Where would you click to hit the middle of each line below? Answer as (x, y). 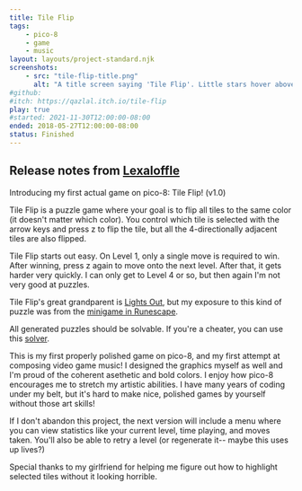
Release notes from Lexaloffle (94, 171)
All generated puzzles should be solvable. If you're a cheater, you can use (146, 329)
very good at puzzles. (49, 285)
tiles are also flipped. (48, 238)
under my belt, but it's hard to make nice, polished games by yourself (138, 394)
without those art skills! (53, 403)
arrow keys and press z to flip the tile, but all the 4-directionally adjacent (143, 229)
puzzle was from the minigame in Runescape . (93, 311)
